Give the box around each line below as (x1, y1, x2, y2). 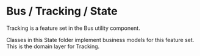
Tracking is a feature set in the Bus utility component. (6, 24, 140, 32)
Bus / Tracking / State (6, 4, 118, 18)
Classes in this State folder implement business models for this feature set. (6, 36, 195, 43)
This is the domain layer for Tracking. (6, 43, 100, 50)
